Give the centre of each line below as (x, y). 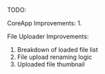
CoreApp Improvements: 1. (45, 23)
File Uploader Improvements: (48, 36)
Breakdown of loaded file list (57, 50)
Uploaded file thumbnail (51, 64)
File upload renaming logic (55, 57)
